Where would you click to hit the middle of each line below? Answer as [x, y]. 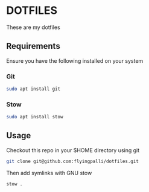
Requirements [33, 46]
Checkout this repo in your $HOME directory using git [73, 150]
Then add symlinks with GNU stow [49, 173]
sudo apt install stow [35, 117]
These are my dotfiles [33, 27]
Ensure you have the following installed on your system [75, 60]
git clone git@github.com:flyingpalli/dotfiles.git [72, 161]
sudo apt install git [33, 89]
